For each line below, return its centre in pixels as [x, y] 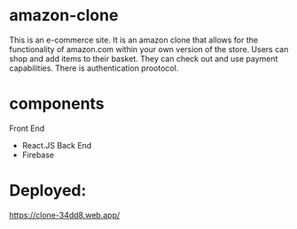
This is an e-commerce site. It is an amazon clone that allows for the [134, 40]
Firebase [38, 155]
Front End [27, 128]
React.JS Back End [57, 145]
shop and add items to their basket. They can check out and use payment [144, 58]
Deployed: [48, 191]
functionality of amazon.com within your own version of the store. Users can [149, 49]
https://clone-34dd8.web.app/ [65, 215]
